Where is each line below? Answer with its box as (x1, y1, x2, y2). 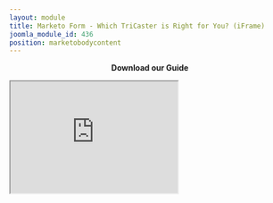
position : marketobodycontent (9, 38, 122, 47)
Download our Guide (111, 63, 189, 73)
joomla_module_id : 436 (9, 30, 94, 38)
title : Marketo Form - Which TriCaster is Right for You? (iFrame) (9, 21, 266, 30)
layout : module (9, 13, 66, 22)
